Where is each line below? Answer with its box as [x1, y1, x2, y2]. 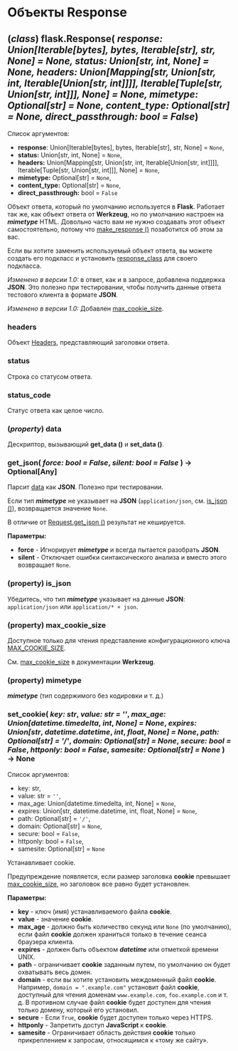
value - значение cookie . [17, 914, 94, 923]
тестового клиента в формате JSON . [7, 291, 119, 299]
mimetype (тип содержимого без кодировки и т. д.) [7, 691, 164, 700]
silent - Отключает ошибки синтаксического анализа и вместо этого [17, 553, 227, 562]
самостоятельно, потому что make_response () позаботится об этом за [7, 225, 223, 234]
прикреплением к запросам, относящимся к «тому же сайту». [17, 1035, 209, 1044]
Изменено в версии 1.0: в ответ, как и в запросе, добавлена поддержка [7, 276, 226, 283]
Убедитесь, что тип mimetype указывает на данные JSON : [7, 595, 185, 603]
